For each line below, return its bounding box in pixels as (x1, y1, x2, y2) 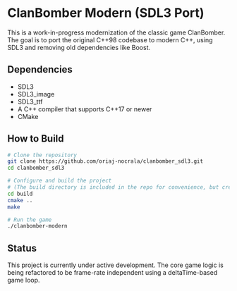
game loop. (7, 276, 40, 285)
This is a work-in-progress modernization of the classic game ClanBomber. (7, 28, 226, 37)
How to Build (7, 132, 65, 145)
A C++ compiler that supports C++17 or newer (17, 104, 152, 113)
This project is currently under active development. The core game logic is (7, 261, 224, 269)
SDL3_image (17, 89, 55, 98)
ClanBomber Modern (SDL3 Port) (7, 5, 205, 21)
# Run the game (7, 216, 52, 223)
